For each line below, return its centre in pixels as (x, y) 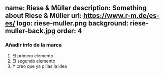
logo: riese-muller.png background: (73, 23)
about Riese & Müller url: (44, 16)
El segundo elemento (34, 61)
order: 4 (69, 31)
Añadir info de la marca (33, 45)
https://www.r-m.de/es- (122, 16)
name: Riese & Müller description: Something (76, 8)
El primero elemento (33, 55)
